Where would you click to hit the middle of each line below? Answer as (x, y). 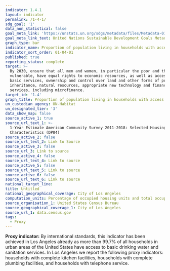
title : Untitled (22, 189)
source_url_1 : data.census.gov (38, 212)
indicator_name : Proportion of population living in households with (80, 48)
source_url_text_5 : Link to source (43, 170)
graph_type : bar (22, 43)
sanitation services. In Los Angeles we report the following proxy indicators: (84, 252)
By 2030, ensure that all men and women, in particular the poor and (84, 71)
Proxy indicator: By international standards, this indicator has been (75, 236)
